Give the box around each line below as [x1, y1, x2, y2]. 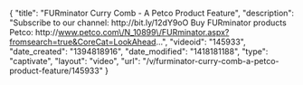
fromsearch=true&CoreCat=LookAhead [9, 36, 156, 47]
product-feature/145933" [9, 65, 104, 76]
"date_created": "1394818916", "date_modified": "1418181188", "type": [9, 46, 269, 57]
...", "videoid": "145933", [156, 36, 246, 47]
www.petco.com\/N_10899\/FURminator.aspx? [57, 27, 230, 37]
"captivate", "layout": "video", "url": [9, 56, 141, 66]
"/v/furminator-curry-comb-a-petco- [142, 56, 279, 66]
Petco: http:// [9, 27, 59, 37]
